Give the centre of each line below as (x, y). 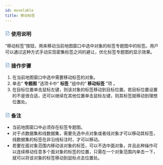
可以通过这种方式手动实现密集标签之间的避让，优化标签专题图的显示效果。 (80, 52)
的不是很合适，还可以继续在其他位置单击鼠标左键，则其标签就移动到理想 (85, 96)
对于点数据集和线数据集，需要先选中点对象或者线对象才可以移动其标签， (85, 133)
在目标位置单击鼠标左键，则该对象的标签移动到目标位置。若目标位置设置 (85, 90)
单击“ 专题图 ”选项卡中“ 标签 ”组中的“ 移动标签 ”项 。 (65, 84)
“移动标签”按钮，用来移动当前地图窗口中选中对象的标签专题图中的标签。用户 (82, 46)
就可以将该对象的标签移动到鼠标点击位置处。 (57, 158)
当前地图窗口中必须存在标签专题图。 (49, 127)
